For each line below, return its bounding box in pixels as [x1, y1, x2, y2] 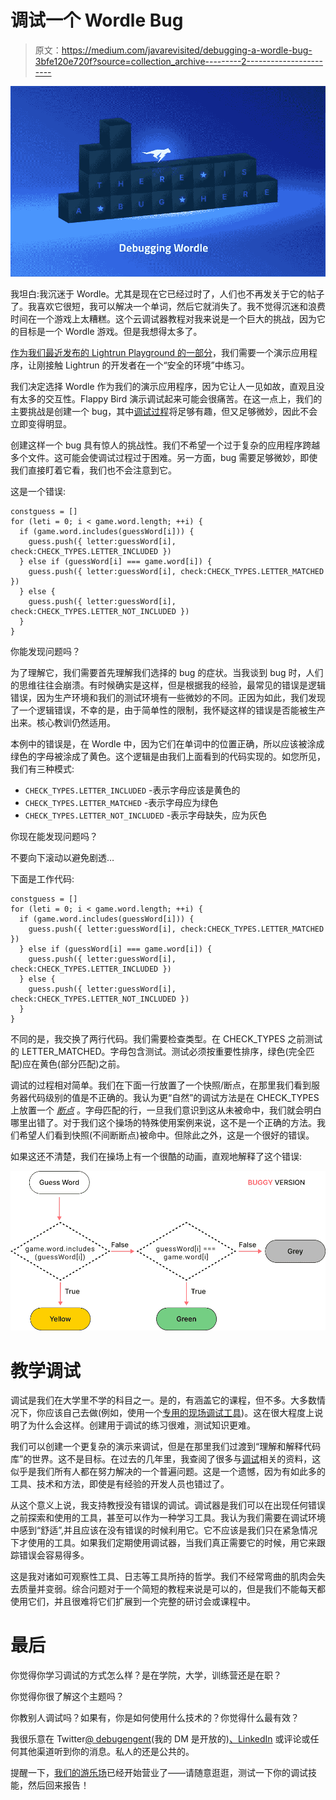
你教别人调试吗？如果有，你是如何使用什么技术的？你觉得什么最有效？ [10, 1712, 300, 1724]
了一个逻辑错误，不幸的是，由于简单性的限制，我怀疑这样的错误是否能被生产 [10, 704, 326, 716]
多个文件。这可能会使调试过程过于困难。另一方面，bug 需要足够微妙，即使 [10, 452, 318, 464]
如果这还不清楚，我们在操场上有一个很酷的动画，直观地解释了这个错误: [10, 1151, 303, 1163]
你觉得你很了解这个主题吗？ [10, 1691, 125, 1703]
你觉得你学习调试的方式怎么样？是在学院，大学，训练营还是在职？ [10, 1669, 282, 1681]
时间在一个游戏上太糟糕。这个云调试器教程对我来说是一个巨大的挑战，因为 [10, 313, 317, 325]
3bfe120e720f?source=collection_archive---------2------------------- [34, 55, 323, 67]
